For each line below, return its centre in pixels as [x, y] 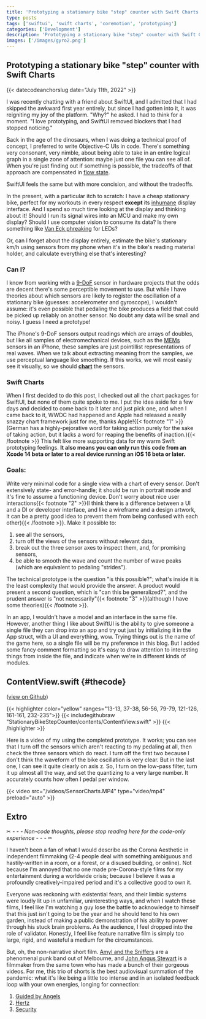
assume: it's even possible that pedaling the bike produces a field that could [102, 309]
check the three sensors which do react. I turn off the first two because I [98, 753]
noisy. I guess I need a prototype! [48, 322]
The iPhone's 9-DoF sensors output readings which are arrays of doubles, [100, 334]
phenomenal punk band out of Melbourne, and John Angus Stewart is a [97, 958]
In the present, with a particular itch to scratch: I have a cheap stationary [98, 196]
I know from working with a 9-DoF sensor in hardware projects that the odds [103, 283]
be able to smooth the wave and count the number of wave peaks [98, 560]
